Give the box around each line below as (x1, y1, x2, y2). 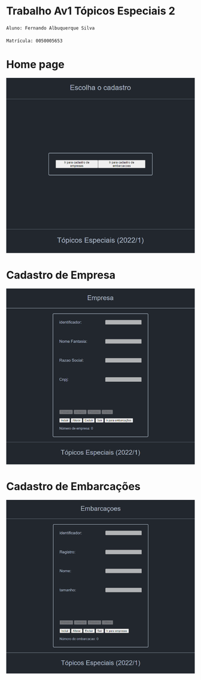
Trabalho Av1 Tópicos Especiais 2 (6, 4, 175, 18)
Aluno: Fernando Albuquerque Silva (6, 25, 95, 31)
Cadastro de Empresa (6, 268, 115, 282)
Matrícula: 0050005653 (6, 38, 63, 44)
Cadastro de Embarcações (6, 479, 141, 493)
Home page (6, 58, 65, 71)
